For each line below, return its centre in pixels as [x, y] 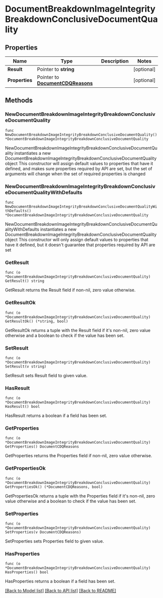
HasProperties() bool [27, 572]
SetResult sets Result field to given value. [46, 375]
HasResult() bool [23, 407]
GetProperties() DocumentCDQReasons [42, 447]
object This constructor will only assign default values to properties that [77, 239]
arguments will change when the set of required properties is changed [75, 174]
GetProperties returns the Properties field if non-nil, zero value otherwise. [79, 456]
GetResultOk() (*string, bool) [37, 321]
